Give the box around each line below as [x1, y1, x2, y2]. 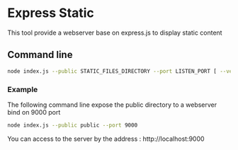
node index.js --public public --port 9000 [7, 122, 138, 129]
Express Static [7, 5, 94, 21]
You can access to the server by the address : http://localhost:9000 [7, 134, 205, 143]
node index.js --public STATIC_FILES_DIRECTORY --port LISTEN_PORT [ [7, 67, 217, 75]
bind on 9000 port [7, 108, 61, 116]
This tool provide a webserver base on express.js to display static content [7, 28, 222, 37]
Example [7, 84, 38, 94]
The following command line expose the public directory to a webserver [7, 100, 217, 109]
